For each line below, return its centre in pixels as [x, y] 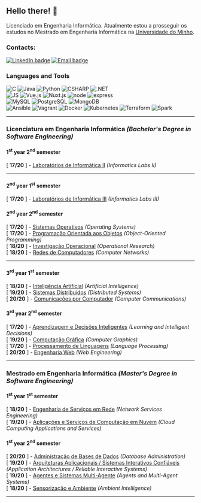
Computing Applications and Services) [54, 428]
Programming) [24, 240]
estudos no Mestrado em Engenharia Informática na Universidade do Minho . [100, 32]
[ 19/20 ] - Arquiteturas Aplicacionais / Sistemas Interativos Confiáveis [93, 463]
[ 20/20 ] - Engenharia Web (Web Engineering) [64, 352]
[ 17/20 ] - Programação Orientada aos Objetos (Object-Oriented [86, 233]
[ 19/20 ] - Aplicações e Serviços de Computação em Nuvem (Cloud [91, 422]
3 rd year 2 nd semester [34, 313]
